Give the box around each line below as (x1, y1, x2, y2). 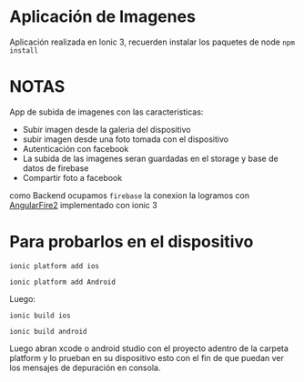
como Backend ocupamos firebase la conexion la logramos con (9, 189, 250, 201)
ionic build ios (9, 311, 71, 320)
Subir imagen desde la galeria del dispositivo (22, 124, 191, 135)
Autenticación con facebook (22, 143, 129, 154)
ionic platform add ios (9, 261, 100, 270)
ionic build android (9, 327, 88, 336)
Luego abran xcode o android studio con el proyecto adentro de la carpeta (9, 343, 289, 354)
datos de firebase (22, 162, 89, 174)
